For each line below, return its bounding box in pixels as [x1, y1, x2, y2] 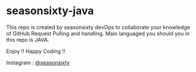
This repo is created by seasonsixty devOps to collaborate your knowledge [6, 24, 191, 31]
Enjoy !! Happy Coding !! [6, 47, 66, 54]
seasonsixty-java [6, 4, 94, 18]
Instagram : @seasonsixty [6, 59, 70, 66]
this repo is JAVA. [6, 36, 49, 43]
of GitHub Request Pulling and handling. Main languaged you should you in [6, 30, 190, 37]
